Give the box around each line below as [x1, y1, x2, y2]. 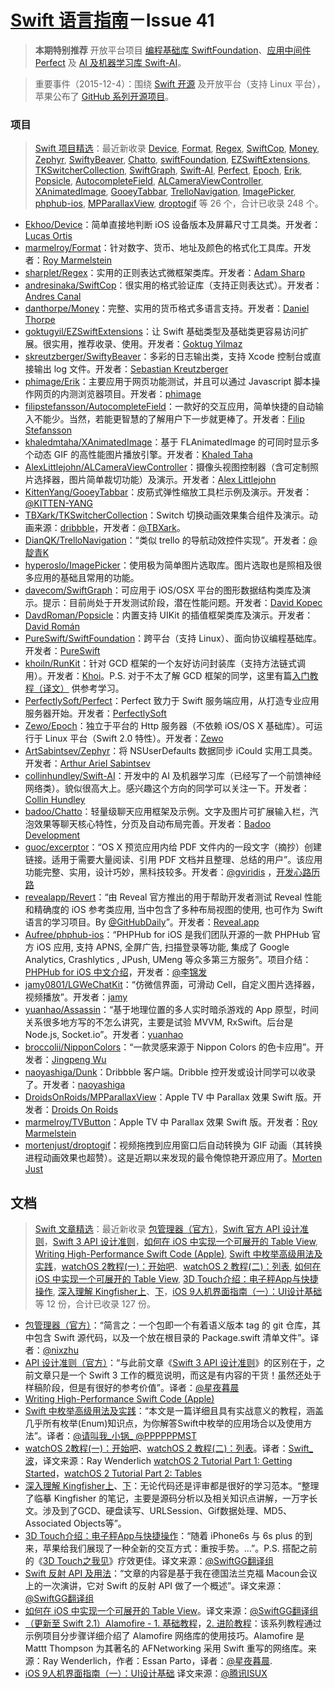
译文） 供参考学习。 [42, 682, 125, 695]
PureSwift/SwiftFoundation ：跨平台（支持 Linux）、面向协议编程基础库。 [24, 632, 322, 645]
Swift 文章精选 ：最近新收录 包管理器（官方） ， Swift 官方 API [34, 1223, 281, 1235]
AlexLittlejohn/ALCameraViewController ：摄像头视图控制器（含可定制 [24, 461, 311, 473]
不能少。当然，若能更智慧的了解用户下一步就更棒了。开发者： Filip [33, 413, 305, 425]
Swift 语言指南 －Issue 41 [10, 9, 215, 32]
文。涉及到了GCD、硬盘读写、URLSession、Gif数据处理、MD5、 [24, 1505, 292, 1517]
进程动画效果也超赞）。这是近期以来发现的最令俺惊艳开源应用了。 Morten [24, 1152, 323, 1164]
